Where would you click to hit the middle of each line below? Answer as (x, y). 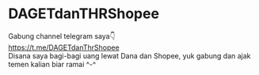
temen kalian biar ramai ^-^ (52, 64)
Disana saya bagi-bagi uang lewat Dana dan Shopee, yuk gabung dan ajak (129, 55)
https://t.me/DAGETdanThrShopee (64, 47)
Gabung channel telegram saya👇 (62, 36)
